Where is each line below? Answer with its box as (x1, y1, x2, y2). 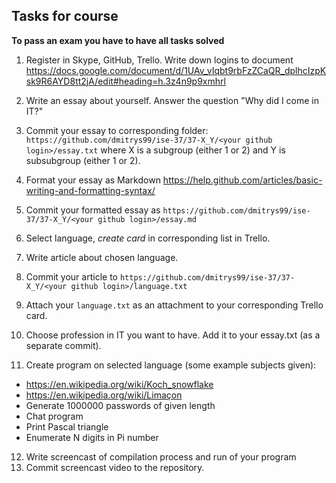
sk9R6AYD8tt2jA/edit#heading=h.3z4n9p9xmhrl (25, 75, 226, 87)
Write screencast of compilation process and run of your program (25, 450, 297, 463)
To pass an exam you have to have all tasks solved (11, 34, 225, 46)
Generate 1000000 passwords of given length (25, 399, 216, 411)
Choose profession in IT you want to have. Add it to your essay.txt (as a (25, 329, 321, 341)
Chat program (25, 410, 84, 422)
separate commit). (25, 339, 102, 351)
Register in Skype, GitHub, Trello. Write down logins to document (25, 54, 294, 66)
